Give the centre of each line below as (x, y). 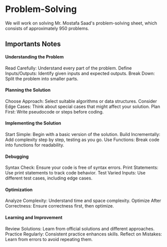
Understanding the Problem (34, 56)
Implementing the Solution (33, 123)
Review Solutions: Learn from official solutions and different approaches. (80, 228)
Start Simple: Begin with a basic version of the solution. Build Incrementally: (83, 134)
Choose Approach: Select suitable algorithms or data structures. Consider (81, 101)
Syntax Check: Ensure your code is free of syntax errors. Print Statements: (82, 167)
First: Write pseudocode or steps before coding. (54, 111)
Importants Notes (33, 44)
